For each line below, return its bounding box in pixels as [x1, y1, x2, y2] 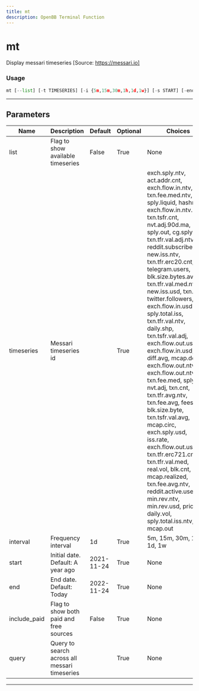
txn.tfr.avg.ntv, [147, 391, 188, 399]
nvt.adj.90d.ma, [147, 220, 191, 229]
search [50, 647, 70, 655]
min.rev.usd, [147, 502, 182, 510]
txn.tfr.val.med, [147, 458, 189, 466]
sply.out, [147, 228, 171, 236]
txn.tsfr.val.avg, [147, 413, 190, 421]
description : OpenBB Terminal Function [6, 14, 105, 20]
